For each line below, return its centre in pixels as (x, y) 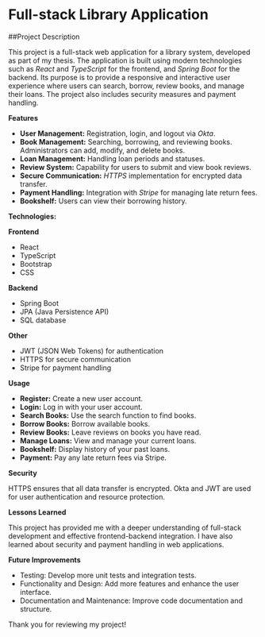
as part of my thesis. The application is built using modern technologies (125, 60)
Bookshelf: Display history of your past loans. (95, 449)
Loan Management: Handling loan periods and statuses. (112, 158)
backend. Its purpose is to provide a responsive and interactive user (119, 77)
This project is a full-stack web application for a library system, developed (129, 52)
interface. (35, 592)
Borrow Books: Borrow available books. (85, 423)
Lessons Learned (37, 512)
